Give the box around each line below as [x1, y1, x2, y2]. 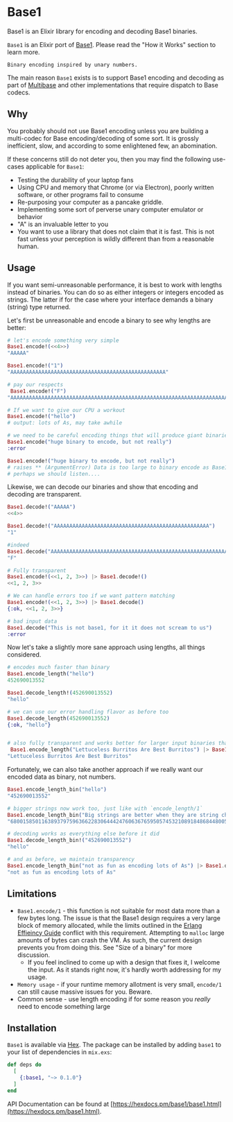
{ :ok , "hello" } [7, 721, 51, 728]
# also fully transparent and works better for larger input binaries [7, 740, 216, 747]
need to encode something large [17, 1002, 111, 1010]
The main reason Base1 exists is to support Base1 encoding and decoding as [7, 74, 224, 82]
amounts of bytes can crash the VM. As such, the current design [17, 935, 202, 944]
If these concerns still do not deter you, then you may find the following [7, 155, 212, 163]
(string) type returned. [7, 302, 71, 311]
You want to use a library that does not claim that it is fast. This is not [17, 227, 215, 236]
